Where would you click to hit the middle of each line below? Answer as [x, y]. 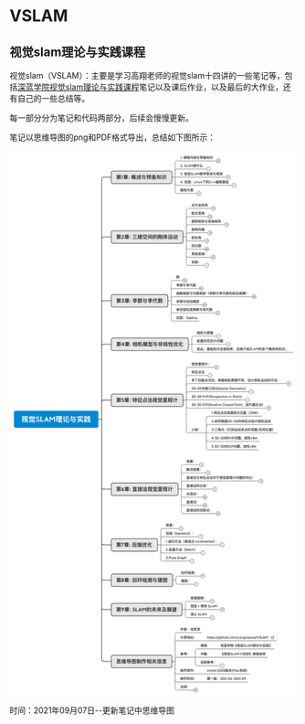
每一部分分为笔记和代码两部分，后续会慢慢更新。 [101, 118]
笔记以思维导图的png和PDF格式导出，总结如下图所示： [113, 137]
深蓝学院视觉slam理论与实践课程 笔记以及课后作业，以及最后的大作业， [150, 87]
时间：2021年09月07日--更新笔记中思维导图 [92, 710]
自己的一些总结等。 [53, 98]
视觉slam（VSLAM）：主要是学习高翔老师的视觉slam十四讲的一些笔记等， [147, 75]
